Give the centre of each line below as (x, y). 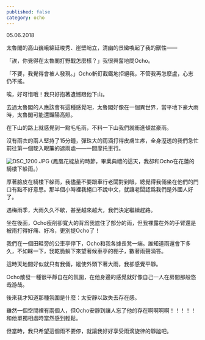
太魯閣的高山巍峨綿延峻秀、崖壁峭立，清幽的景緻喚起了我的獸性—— (92, 48)
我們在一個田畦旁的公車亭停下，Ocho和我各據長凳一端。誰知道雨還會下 (96, 243)
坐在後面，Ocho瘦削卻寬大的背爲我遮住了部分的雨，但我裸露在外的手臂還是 (101, 222)
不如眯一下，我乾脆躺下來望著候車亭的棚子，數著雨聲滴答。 (92, 251)
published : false (28, 12)
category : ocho (26, 18)
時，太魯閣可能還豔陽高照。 (41, 115)
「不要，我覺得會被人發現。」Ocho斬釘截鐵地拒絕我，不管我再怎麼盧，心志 (100, 73)
